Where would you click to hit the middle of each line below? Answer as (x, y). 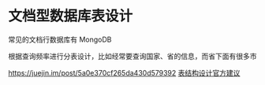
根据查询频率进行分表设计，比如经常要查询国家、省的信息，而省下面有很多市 (132, 56)
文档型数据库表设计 (71, 16)
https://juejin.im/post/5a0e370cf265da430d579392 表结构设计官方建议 (124, 72)
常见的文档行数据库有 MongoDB (60, 39)
